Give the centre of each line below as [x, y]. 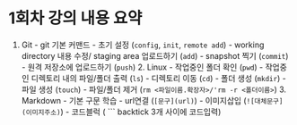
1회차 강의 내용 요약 [75, 18]
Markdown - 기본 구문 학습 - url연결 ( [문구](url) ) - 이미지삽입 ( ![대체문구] [152, 100]
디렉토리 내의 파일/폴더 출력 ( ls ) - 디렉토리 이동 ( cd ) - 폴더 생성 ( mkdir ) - [158, 78]
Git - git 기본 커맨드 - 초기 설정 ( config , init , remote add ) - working [143, 45]
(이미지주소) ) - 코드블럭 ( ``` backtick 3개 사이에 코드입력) [121, 112]
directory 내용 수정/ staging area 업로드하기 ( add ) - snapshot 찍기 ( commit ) [155, 55]
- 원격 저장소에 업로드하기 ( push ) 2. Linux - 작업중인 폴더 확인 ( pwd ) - [142, 67]
